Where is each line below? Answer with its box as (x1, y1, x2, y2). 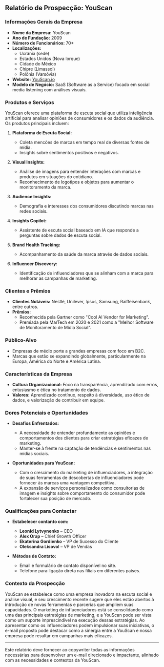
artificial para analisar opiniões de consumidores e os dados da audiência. (5, 115, 155, 121)
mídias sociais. (19, 451, 50, 457)
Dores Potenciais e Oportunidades (5, 409, 88, 416)
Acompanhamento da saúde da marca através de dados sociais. (19, 251, 149, 257)
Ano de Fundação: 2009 (12, 35, 62, 41)
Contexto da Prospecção (5, 580, 65, 587)
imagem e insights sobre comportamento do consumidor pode (19, 490, 145, 496)
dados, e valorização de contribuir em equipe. (12, 397, 105, 403)
